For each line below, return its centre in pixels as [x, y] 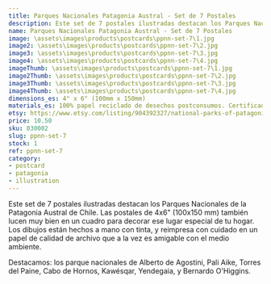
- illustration [34, 181]
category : [25, 158]
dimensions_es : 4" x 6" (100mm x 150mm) [77, 98]
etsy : [17, 114]
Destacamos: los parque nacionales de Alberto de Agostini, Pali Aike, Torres [135, 262]
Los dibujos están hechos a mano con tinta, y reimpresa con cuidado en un [133, 229]
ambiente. [25, 246]
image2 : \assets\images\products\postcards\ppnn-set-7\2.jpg [113, 46]
